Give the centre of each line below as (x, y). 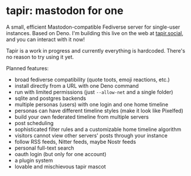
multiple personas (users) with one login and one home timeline (91, 104)
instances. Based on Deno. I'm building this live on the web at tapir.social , (95, 33)
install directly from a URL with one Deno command (76, 85)
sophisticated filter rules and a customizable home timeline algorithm (98, 129)
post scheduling (34, 123)
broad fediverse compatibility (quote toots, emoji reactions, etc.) (92, 80)
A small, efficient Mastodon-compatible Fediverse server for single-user (93, 27)
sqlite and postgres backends (50, 98)
